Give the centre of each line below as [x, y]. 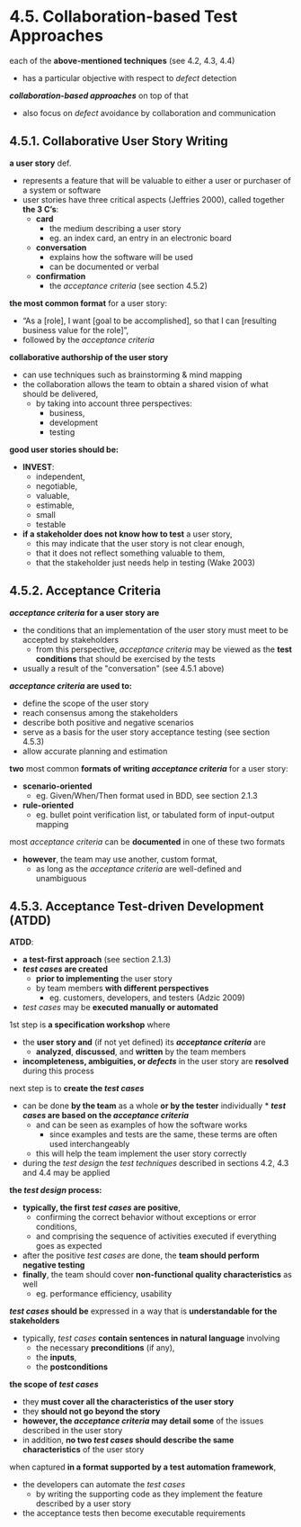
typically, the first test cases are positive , [102, 1207]
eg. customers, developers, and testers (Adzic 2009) [147, 998]
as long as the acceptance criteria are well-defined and [139, 868]
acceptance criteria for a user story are [84, 612]
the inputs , [56, 1358]
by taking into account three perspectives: [114, 403]
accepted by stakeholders [71, 639]
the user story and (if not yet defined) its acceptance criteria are [144, 1043]
